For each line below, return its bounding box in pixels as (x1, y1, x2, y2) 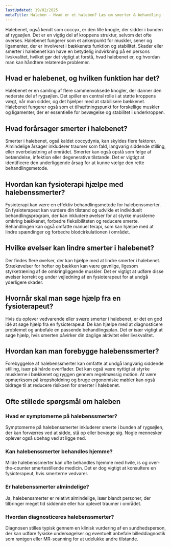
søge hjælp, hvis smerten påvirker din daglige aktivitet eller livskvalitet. (5, 332, 154, 338)
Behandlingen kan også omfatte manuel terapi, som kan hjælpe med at (5, 223, 154, 229)
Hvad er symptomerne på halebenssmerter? (5, 413, 117, 420)
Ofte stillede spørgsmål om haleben (5, 397, 121, 406)
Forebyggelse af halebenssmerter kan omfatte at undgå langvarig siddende (5, 360, 164, 367)
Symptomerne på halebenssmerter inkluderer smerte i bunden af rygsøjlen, (5, 424, 164, 431)
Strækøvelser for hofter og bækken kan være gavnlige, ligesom (5, 263, 138, 269)
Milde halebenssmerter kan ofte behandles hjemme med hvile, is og (5, 460, 148, 466)
